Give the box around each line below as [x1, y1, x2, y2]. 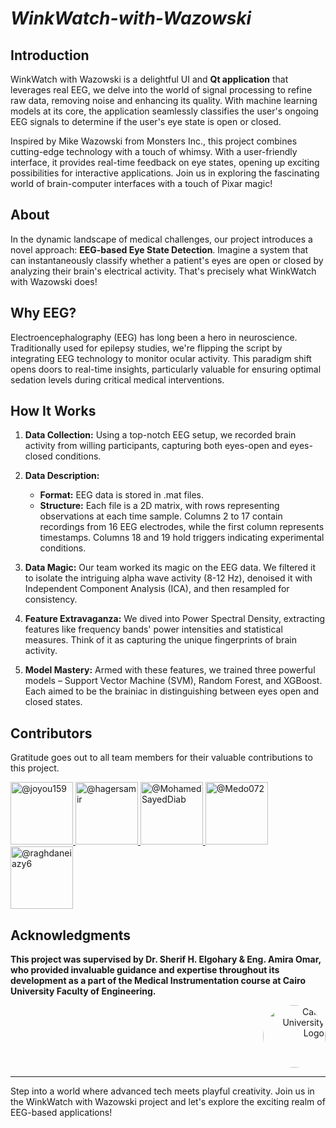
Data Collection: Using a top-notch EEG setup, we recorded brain [24, 429, 297, 441]
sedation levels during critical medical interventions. [10, 373, 225, 386]
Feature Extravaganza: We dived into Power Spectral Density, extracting [24, 613, 326, 625]
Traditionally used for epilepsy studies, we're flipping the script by [10, 342, 283, 354]
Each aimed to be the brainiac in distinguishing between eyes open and [24, 685, 320, 697]
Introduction [10, 47, 90, 64]
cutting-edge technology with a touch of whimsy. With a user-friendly [10, 146, 298, 157]
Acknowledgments [10, 927, 132, 944]
